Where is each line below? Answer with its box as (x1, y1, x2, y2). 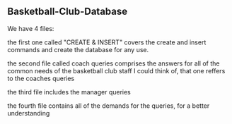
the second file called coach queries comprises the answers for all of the (7, 59, 220, 68)
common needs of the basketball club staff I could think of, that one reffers (7, 66, 226, 75)
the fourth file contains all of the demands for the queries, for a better (7, 101, 210, 110)
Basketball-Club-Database (7, 6, 128, 18)
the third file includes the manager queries (7, 87, 131, 96)
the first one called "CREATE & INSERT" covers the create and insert (7, 38, 207, 46)
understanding (7, 108, 50, 117)
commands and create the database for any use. (7, 45, 149, 54)
